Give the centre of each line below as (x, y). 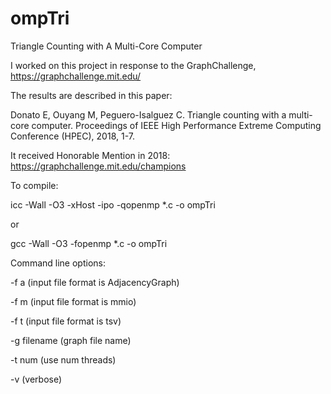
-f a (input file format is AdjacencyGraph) (95, 282)
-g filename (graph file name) (71, 340)
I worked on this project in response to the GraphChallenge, (133, 65)
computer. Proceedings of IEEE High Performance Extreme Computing (176, 125)
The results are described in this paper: (91, 95)
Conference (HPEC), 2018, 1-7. (72, 136)
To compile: (34, 185)
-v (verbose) (36, 379)
